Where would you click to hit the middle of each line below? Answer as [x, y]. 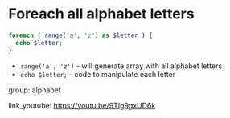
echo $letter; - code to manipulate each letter [97, 74]
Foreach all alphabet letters [101, 14]
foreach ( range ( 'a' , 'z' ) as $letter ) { [80, 35]
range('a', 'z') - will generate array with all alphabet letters [121, 66]
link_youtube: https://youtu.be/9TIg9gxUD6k [82, 105]
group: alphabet [35, 90]
